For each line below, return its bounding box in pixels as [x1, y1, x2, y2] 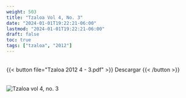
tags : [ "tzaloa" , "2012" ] [6, 43, 72, 49]
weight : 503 [6, 8, 37, 15]
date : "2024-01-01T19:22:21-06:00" [6, 20, 97, 26]
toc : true [6, 37, 32, 43]
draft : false [6, 31, 40, 38]
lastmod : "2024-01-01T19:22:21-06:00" [6, 25, 105, 32]
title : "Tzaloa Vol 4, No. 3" [6, 15, 84, 21]
